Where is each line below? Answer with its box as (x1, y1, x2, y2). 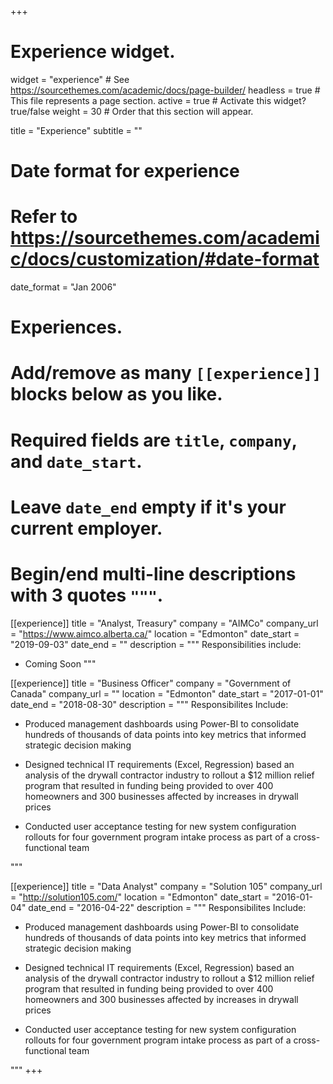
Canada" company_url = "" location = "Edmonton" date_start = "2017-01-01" (10, 687, 324, 700)
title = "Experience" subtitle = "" (10, 124, 143, 136)
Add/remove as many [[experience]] (10, 362, 322, 385)
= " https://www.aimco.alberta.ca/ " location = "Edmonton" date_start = (10, 627, 300, 640)
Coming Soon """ (24, 657, 97, 670)
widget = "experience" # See (10, 73, 130, 85)
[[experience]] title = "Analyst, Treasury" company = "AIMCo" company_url (10, 617, 319, 629)
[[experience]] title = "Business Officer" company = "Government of (10, 677, 292, 689)
